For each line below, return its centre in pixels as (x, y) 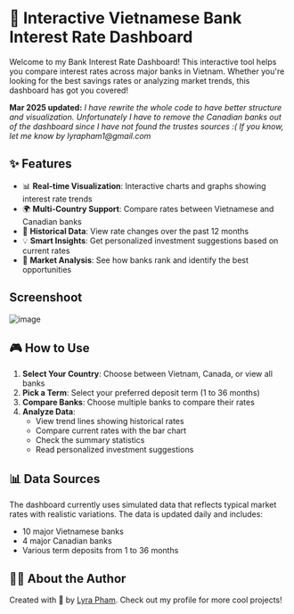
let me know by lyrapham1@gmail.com (80, 135)
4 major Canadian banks (67, 541)
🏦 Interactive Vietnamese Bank (126, 18)
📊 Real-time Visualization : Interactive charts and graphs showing (144, 185)
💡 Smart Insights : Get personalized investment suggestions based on (150, 241)
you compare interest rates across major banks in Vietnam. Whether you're (147, 71)
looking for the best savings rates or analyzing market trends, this (130, 80)
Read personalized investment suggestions (114, 450)
